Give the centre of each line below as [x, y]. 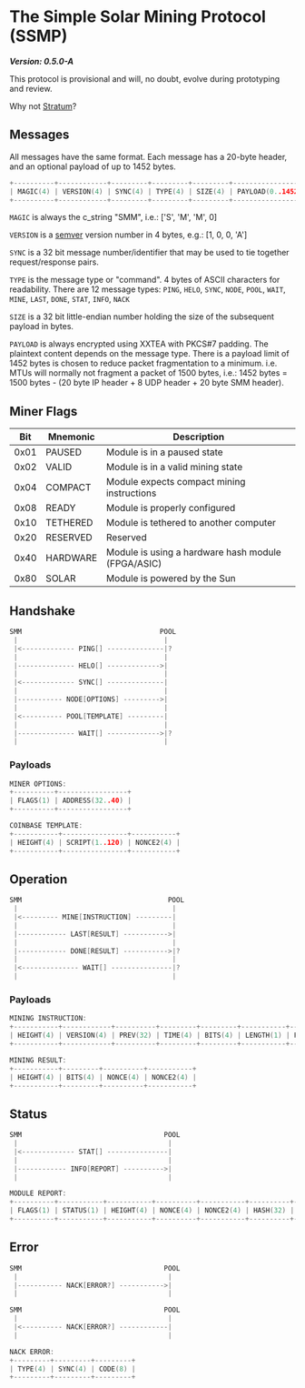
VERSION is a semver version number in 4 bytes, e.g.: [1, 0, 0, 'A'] [128, 235]
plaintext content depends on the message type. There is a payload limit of [149, 354]
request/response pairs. [54, 262]
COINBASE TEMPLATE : [46, 826]
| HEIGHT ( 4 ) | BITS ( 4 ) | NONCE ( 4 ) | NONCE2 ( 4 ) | [103, 1077]
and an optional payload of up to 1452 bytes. [93, 166]
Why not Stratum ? [43, 106]
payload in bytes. [42, 327]
